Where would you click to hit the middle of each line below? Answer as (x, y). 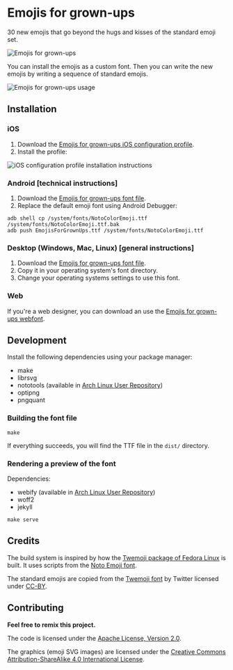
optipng (29, 393)
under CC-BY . (27, 586)
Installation (32, 109)
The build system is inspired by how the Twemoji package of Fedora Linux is (116, 557)
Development (37, 340)
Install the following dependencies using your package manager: (100, 357)
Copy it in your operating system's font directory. (88, 271)
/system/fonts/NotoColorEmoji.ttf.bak (63, 224)
